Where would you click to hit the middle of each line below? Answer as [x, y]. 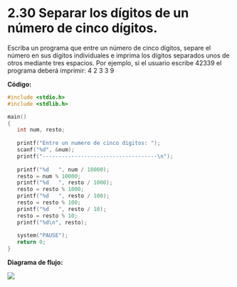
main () [17, 117]
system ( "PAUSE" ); [43, 236]
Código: [20, 84]
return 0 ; [31, 242]
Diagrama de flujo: [35, 262]
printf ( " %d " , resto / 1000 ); [65, 183]
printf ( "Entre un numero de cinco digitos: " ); [89, 143]
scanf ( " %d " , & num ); [46, 150]
